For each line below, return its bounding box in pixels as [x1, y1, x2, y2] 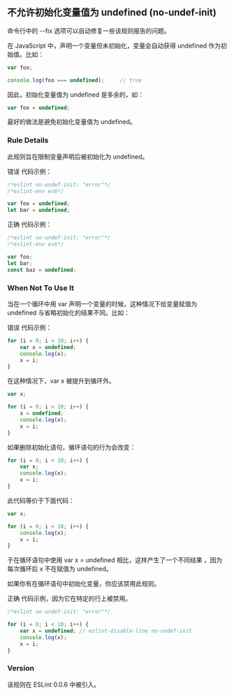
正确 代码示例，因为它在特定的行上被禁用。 [7, 594, 131, 603]
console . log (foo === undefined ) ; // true [7, 76, 142, 84]
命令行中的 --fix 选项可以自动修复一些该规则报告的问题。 [7, 27, 170, 35]
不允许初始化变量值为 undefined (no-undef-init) [7, 6, 217, 19]
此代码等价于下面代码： [7, 496, 75, 505]
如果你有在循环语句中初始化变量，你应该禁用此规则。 [7, 580, 161, 588]
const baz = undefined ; [7, 266, 77, 273]
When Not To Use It [7, 282, 75, 292]
